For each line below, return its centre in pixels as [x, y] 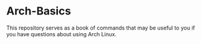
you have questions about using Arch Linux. [62, 34]
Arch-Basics [39, 11]
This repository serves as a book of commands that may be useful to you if [101, 28]
